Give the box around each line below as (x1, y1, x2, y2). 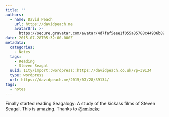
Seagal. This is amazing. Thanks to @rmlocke (5, 106, 100, 112)
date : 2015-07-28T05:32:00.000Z (5, 36, 73, 41)
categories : (10, 45, 35, 50)
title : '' (5, 7, 26, 13)
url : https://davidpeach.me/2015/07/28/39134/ (10, 77, 109, 82)
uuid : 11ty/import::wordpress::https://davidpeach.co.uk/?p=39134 (10, 68, 152, 73)
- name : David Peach (10, 17, 53, 22)
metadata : (5, 40, 26, 45)
